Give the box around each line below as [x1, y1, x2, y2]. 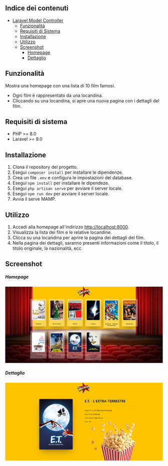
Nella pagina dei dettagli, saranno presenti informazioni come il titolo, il [12, 240, 159, 246]
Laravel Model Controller [12, 17, 63, 23]
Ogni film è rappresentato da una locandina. [12, 92, 103, 98]
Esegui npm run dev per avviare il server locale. [12, 191, 109, 197]
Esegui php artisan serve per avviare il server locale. [12, 185, 123, 191]
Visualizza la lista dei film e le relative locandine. [12, 229, 112, 236]
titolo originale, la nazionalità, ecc [12, 246, 81, 252]
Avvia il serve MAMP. [12, 196, 56, 202]
